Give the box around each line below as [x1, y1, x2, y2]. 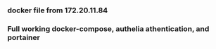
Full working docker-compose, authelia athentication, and [7, 23, 210, 33]
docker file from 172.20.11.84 [7, 6, 108, 15]
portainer [7, 32, 40, 42]
